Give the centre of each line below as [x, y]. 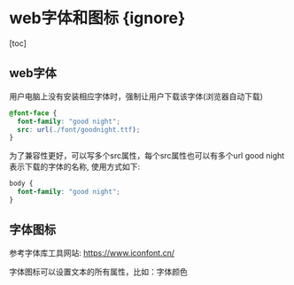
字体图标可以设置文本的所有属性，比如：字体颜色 [98, 272]
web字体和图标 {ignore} [97, 18]
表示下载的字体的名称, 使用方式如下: [75, 167]
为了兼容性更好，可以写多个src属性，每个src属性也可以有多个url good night [147, 156]
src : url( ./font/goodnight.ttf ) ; [79, 129]
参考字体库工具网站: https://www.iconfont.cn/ [92, 252]
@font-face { [33, 113]
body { [21, 184]
